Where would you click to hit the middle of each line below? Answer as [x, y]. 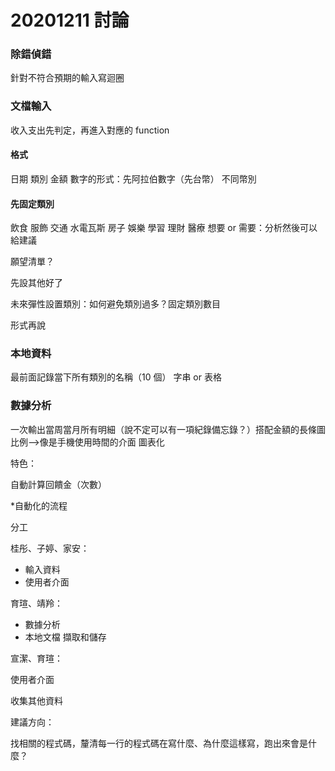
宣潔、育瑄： [36, 658]
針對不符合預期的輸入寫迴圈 [67, 78]
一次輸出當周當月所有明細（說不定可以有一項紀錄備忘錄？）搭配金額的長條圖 [168, 429]
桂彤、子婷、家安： [50, 548]
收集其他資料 [36, 700]
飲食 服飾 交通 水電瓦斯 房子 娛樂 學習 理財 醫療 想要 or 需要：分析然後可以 [164, 228]
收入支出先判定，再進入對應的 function [90, 130]
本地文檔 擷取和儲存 [65, 637]
